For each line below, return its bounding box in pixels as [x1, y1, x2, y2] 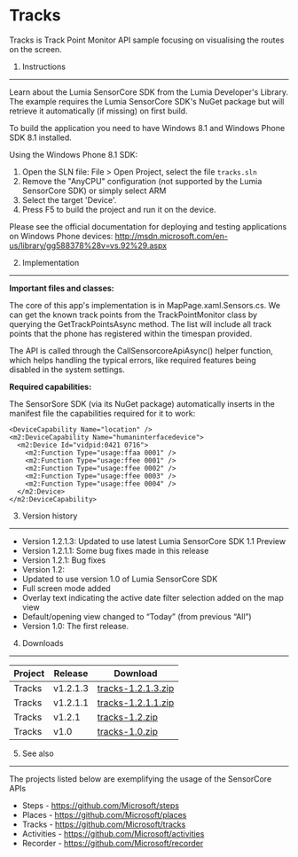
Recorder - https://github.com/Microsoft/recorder [21, 838, 204, 848]
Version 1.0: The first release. [21, 620, 129, 631]
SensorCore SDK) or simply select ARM [21, 185, 167, 196]
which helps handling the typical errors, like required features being [9, 354, 257, 365]
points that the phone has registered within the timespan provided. [9, 328, 253, 339]
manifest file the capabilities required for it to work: [9, 408, 196, 418]
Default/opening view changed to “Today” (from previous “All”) [21, 611, 252, 621]
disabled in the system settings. [9, 364, 126, 375]
